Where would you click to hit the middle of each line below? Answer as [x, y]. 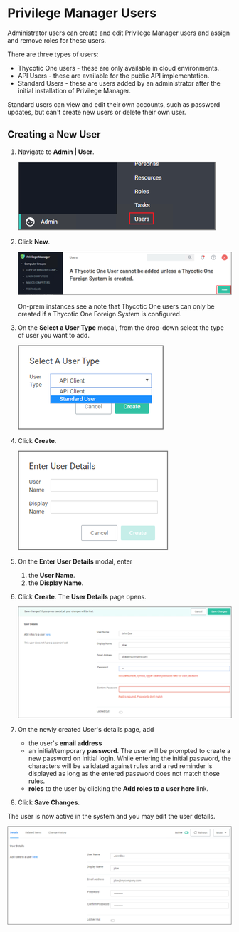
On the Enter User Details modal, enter [75, 561]
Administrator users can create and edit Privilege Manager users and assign [119, 33]
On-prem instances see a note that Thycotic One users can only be [116, 306]
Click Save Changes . [49, 802]
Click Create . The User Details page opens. [82, 597]
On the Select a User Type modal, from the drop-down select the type [121, 328]
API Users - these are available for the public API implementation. [113, 76]
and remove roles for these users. [57, 40]
